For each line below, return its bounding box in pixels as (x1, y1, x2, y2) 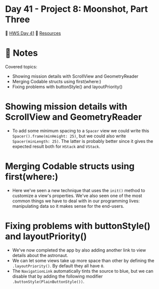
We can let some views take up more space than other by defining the (12, 257, 155, 263)
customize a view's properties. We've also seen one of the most (12, 193, 142, 198)
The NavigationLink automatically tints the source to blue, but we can (12, 268, 154, 274)
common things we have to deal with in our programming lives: (12, 198, 140, 204)
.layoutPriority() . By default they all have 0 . (12, 262, 105, 269)
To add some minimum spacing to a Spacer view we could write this (12, 128, 149, 133)
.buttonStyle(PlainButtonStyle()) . (12, 278, 85, 284)
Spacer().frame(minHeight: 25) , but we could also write (12, 133, 127, 139)
